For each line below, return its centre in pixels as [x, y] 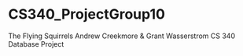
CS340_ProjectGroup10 [87, 14]
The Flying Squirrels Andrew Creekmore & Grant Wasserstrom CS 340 [122, 36]
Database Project [36, 44]
